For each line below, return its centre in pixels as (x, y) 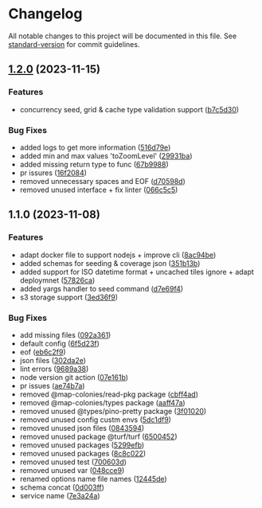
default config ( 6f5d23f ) (59, 343)
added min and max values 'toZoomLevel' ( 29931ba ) (106, 155)
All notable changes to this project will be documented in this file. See (123, 36)
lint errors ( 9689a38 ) (54, 369)
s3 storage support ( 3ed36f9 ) (68, 297)
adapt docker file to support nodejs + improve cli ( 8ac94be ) (118, 255)
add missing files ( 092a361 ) (65, 334)
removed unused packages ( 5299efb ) (82, 445)
